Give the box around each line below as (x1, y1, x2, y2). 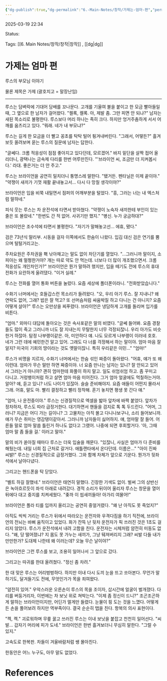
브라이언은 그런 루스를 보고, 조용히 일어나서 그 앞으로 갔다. (5, 548, 118, 554)
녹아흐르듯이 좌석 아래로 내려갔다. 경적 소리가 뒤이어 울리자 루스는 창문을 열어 (10, 485, 161, 491)
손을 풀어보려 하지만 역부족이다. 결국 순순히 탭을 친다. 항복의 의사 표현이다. (10, 605, 155, 611)
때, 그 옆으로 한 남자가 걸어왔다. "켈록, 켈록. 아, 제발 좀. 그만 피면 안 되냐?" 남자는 (5, 110, 162, 116)
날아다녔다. (18, 457, 40, 464)
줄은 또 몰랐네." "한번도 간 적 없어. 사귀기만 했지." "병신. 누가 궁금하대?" (5, 213, 144, 219)
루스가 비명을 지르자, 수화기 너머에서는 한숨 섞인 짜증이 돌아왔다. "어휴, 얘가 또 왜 (5, 355, 162, 362)
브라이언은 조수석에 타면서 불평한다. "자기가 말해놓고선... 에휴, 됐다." (5, 223, 138, 229)
